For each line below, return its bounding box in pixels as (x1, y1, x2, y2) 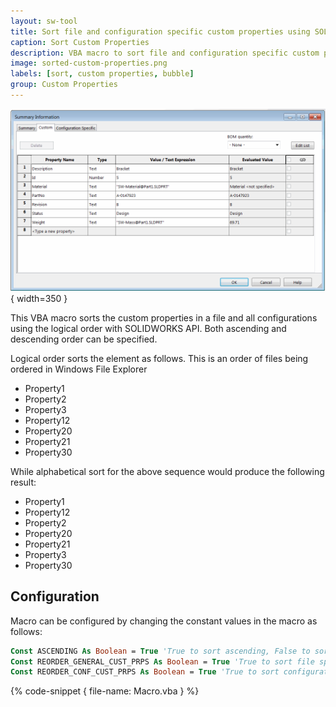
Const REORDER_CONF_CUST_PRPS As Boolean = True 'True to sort (10, 667, 280, 677)
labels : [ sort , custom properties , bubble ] (10, 69, 195, 79)
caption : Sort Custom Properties (10, 37, 150, 47)
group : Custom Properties (10, 80, 118, 90)
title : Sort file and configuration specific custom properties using (10, 26, 311, 37)
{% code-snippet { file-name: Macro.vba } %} (10, 685, 200, 697)
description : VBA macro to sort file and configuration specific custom (10, 48, 320, 58)
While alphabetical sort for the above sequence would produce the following (10, 465, 325, 477)
